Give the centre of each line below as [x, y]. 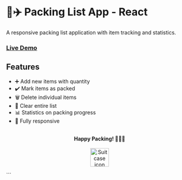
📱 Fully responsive [37, 121]
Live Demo [22, 47]
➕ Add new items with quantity [52, 81]
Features [23, 67]
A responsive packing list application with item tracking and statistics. [91, 32]
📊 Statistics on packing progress [55, 112]
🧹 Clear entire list [36, 105]
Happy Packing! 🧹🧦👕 [100, 139]
